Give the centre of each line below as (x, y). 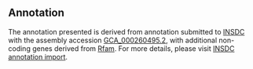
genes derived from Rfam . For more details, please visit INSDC (134, 48)
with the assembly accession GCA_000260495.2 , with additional (113, 40)
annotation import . (38, 56)
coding (20, 48)
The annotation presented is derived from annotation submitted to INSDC (126, 31)
